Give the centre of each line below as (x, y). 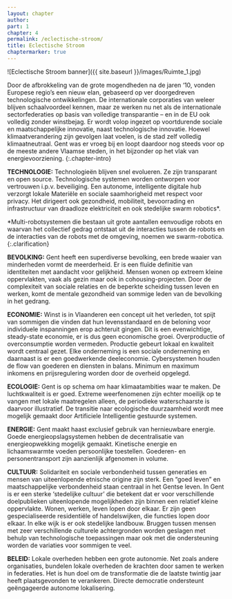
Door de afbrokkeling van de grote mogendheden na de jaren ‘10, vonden (111, 85)
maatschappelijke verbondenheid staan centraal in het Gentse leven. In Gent (116, 487)
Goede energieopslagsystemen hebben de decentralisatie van (96, 436)
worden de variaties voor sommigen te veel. (70, 545)
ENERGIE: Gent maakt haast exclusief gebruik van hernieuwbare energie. (111, 429)
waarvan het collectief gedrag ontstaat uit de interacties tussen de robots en (116, 229)
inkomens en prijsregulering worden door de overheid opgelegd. (99, 373)
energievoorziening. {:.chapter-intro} (59, 158)
